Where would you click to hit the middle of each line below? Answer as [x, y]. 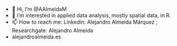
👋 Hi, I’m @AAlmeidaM [39, 9]
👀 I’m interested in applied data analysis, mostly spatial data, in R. [91, 15]
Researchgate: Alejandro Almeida [52, 30]
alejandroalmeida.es [36, 37]
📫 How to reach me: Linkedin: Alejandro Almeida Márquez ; [85, 22]
